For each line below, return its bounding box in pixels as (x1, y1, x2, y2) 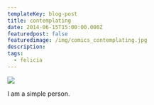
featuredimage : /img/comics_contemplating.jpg (7, 37, 148, 44)
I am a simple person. (7, 89, 70, 98)
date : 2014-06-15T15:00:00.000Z (7, 23, 103, 31)
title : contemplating (7, 17, 72, 24)
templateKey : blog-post (7, 10, 78, 18)
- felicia (13, 57, 43, 64)
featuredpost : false (7, 30, 69, 38)
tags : (7, 50, 23, 57)
